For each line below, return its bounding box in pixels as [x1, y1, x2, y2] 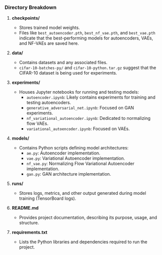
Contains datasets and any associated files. [19, 60, 108, 66]
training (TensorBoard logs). [19, 195, 76, 201]
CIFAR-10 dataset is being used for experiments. [19, 70, 118, 76]
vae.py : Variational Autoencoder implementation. [26, 155, 125, 161]
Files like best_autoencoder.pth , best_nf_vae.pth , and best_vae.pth [19, 30, 156, 36]
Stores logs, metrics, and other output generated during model [19, 190, 146, 196]
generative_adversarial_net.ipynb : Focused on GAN [26, 105, 134, 111]
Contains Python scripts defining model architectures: [19, 145, 129, 151]
